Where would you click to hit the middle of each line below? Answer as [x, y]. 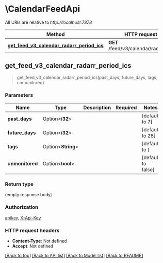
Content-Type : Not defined [39, 241]
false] [148, 170]
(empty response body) [29, 195]
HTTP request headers [32, 230]
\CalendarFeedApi [42, 9]
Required [126, 108]
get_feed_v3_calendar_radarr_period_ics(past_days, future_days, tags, [87, 77]
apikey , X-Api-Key [23, 218]
